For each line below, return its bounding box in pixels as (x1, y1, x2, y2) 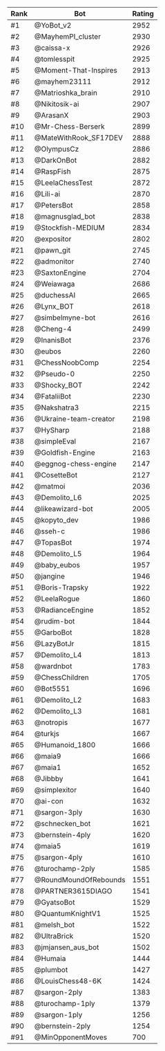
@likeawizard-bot (34, 504, 93, 513)
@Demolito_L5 (34, 549, 82, 558)
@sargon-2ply (34, 987, 83, 997)
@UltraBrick (34, 931, 74, 940)
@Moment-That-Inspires (34, 66, 117, 75)
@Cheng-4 (34, 325, 72, 333)
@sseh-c (34, 527, 66, 536)
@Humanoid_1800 (34, 740, 96, 749)
